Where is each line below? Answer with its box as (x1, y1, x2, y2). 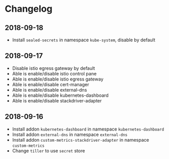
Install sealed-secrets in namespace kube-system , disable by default (12, 37, 155, 43)
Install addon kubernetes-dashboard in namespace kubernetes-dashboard (12, 126, 164, 132)
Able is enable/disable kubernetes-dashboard (12, 92, 109, 98)
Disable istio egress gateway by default (12, 65, 95, 71)
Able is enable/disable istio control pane (12, 70, 97, 76)
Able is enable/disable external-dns (12, 87, 87, 93)
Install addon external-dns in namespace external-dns (12, 131, 128, 138)
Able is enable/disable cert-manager (12, 81, 89, 87)
